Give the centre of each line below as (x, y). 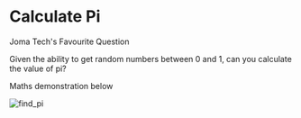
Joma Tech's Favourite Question (69, 41)
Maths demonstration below (61, 86)
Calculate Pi (55, 17)
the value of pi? (38, 68)
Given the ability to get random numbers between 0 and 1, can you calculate (151, 59)
